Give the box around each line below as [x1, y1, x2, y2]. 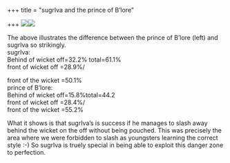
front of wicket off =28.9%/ [7, 63, 85, 71]
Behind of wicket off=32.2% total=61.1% [7, 55, 122, 64]
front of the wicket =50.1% [7, 76, 83, 84]
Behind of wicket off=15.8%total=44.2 [7, 91, 115, 99]
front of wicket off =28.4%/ [7, 98, 85, 106]
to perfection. [7, 148, 46, 156]
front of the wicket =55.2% [7, 106, 84, 113]
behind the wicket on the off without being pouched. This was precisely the [7, 126, 222, 134]
